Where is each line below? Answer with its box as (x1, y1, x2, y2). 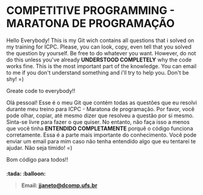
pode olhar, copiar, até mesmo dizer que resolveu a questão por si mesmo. (6, 112, 194, 119)
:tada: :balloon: (6, 169, 46, 177)
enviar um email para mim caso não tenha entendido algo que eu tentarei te (6, 137, 196, 145)
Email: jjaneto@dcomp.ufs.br (21, 182, 98, 189)
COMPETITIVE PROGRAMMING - (6, 4, 175, 18)
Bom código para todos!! (6, 156, 68, 163)
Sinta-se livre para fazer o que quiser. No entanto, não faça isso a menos (6, 118, 190, 125)
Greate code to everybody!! (6, 87, 76, 94)
